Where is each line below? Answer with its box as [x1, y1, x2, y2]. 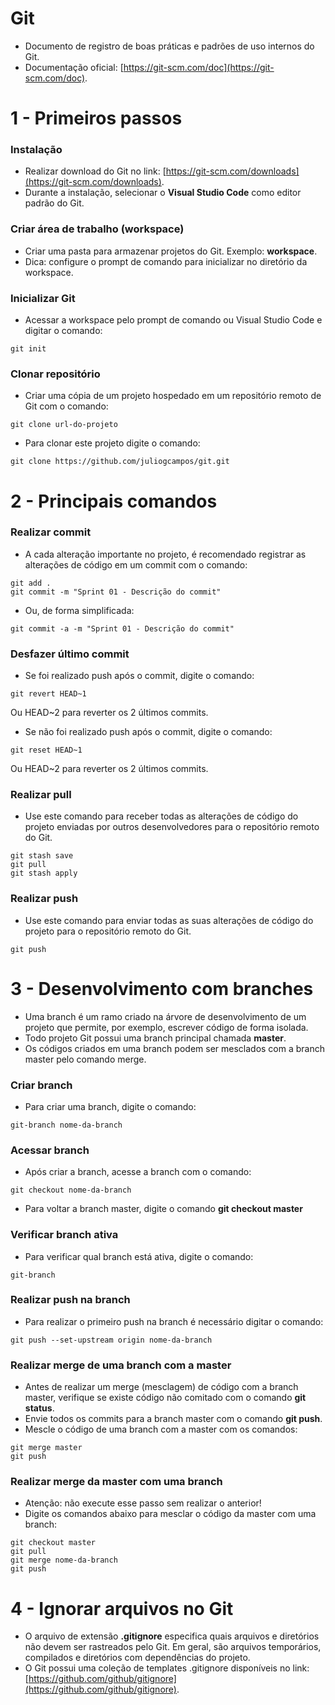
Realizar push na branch [10, 1293, 131, 1307]
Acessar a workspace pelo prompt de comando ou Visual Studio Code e [24, 314, 323, 326]
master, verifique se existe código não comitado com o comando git [24, 1392, 307, 1404]
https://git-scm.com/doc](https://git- [123, 61, 275, 73]
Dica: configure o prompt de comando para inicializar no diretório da [24, 255, 308, 267]
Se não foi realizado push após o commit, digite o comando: [24, 726, 273, 738]
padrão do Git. [24, 197, 85, 209]
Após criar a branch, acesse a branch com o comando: [24, 1166, 252, 1178]
